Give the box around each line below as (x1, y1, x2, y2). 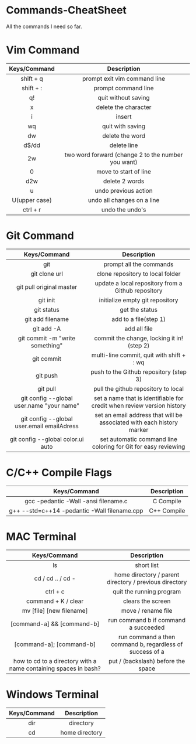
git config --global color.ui (9, 435, 84, 443)
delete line (109, 141, 138, 149)
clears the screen (123, 597, 171, 605)
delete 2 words (103, 177, 145, 185)
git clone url (30, 269, 63, 278)
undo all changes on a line (87, 196, 160, 204)
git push (36, 371, 58, 380)
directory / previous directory (107, 578, 187, 586)
